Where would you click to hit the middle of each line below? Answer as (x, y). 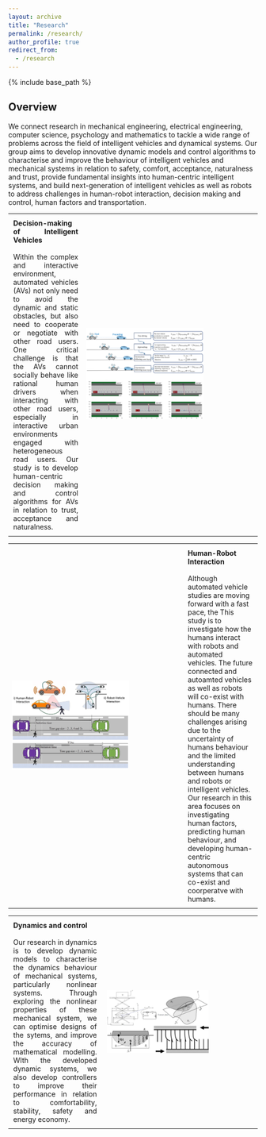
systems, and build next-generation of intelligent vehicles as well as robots (130, 185)
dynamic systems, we (55, 1069)
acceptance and (46, 518)
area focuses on (214, 806)
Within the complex (46, 256)
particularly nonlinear (55, 984)
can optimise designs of (55, 1026)
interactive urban (46, 426)
